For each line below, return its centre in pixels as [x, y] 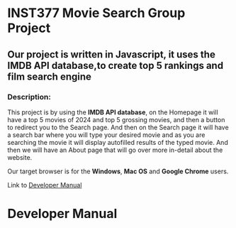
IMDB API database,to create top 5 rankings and [116, 65]
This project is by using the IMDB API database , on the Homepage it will [113, 112]
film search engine [50, 76]
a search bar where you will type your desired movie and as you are [106, 135]
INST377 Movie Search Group [96, 13]
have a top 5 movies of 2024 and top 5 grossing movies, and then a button [116, 119]
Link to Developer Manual [45, 185]
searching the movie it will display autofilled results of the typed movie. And [118, 142]
